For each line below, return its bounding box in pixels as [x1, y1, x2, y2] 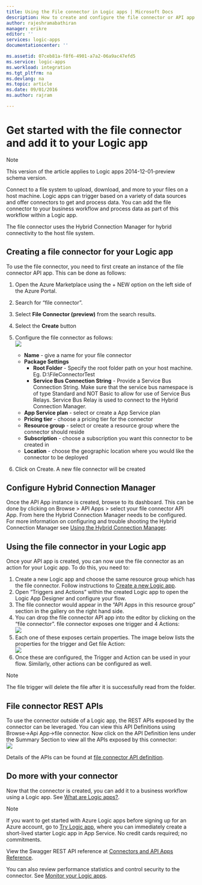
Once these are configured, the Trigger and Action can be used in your [14, 654, 191, 661]
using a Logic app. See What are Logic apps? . [6, 793, 120, 800]
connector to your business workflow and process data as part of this [6, 205, 179, 212]
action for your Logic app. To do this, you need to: [6, 564, 130, 571]
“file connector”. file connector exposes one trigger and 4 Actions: [14, 620, 180, 628]
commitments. [6, 836, 42, 843]
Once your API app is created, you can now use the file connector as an [6, 557, 185, 565]
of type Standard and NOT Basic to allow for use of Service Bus [32, 390, 191, 397]
